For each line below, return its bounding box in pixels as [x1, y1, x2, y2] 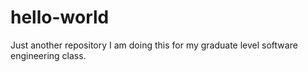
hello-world [10, 6, 110, 29]
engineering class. [10, 49, 87, 61]
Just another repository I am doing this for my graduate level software [10, 39, 298, 51]
